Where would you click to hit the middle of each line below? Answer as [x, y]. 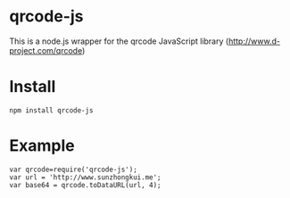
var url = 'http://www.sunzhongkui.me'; [86, 177]
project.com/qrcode [46, 50]
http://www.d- [254, 41]
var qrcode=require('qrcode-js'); [74, 169]
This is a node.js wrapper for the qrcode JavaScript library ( [119, 41]
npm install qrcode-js [51, 110]
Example [42, 146]
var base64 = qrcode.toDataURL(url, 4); [86, 185]
